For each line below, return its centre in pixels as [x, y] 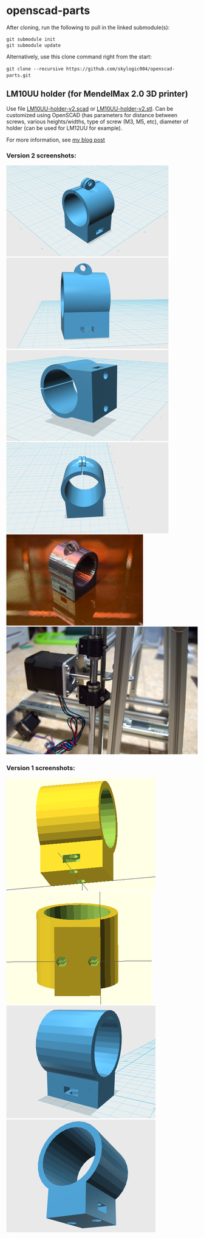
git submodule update [34, 45]
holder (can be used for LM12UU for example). [64, 128]
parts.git [19, 75]
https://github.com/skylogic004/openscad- [120, 69]
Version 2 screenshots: [42, 156]
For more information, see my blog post [56, 140]
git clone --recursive [35, 69]
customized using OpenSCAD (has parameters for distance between [92, 115]
